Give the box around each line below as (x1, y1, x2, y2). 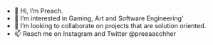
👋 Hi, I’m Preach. (14, 7, 63, 15)
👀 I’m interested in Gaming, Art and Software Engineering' (14, 14, 184, 22)
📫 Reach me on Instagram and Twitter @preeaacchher (14, 30, 177, 38)
